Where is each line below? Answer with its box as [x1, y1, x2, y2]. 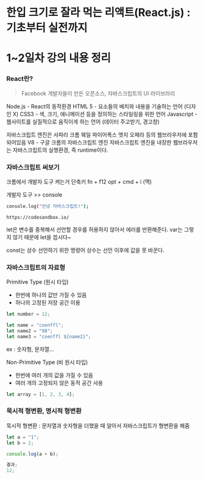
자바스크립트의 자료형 [6, 263, 66, 272]
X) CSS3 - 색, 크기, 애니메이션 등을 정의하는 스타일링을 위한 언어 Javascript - [12, 110, 198, 117]
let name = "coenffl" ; [6, 322, 64, 329]
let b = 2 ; [6, 440, 34, 446]
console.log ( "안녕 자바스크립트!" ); [6, 203, 90, 209]
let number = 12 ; [6, 311, 51, 317]
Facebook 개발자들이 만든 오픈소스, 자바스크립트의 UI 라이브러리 [21, 89, 175, 97]
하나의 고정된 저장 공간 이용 [15, 299, 81, 306]
